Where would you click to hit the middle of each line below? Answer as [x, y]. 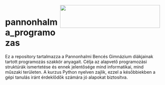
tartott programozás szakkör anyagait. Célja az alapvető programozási [76, 62]
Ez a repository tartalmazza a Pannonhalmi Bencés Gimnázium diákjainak [79, 56]
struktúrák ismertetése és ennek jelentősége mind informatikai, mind [74, 67]
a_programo [30, 32]
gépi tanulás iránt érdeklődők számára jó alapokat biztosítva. [67, 77]
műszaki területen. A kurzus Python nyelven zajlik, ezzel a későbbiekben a [80, 72]
